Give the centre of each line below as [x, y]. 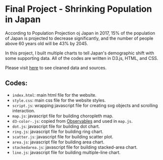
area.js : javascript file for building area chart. [58, 142]
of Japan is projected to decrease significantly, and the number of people [79, 38]
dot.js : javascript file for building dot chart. [56, 126]
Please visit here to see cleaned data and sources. [56, 68]
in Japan [23, 19]
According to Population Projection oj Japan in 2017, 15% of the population [80, 33]
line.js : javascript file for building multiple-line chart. [66, 152]
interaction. [23, 110]
